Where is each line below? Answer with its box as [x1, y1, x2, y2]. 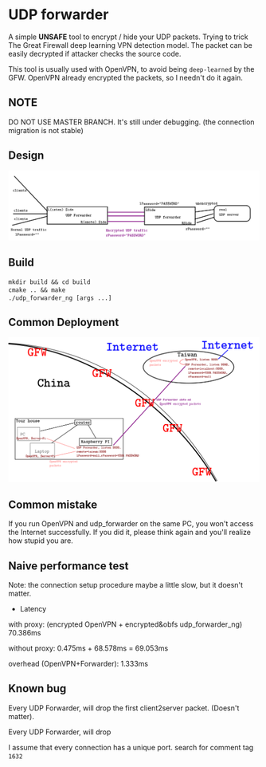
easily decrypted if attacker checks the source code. [8, 49, 182, 58]
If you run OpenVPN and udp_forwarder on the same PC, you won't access [8, 519, 254, 529]
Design [8, 149, 45, 163]
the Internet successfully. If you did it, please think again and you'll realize [8, 528, 251, 537]
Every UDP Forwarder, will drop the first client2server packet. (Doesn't [8, 703, 240, 713]
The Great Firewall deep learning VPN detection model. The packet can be [8, 40, 252, 49]
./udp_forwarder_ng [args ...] [8, 293, 112, 302]
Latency [19, 604, 47, 613]
